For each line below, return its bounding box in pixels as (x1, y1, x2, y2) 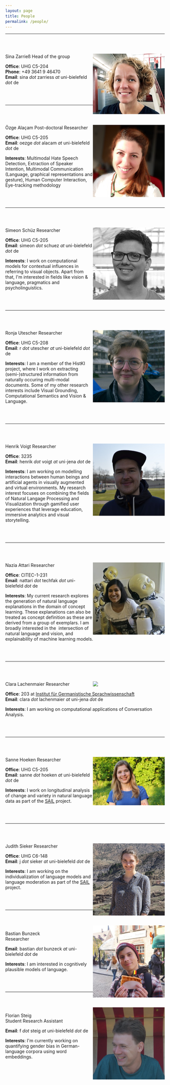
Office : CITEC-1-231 (5, 572, 48, 578)
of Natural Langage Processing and (5, 496, 79, 502)
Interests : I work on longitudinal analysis (5, 787, 90, 793)
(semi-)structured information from (5, 371, 78, 377)
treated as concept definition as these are (5, 614, 93, 620)
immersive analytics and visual (5, 511, 69, 518)
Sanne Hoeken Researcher (5, 757, 61, 763)
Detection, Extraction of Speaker (5, 161, 73, 167)
